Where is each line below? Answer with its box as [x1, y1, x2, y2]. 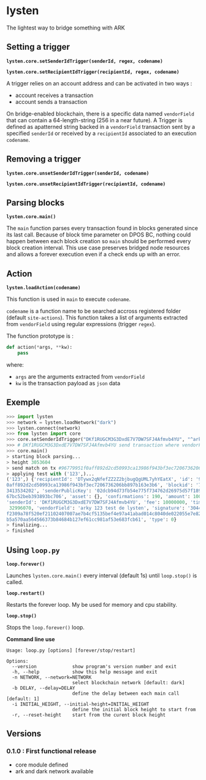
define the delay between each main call [72, 690, 180, 696]
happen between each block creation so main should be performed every [6, 238, 191, 245]
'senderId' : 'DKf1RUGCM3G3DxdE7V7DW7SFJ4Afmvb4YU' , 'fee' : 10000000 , [6, 499, 188, 505]
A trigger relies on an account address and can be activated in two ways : [6, 79, 193, 87]
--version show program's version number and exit [12, 663, 177, 669]
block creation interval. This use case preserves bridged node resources [6, 244, 190, 252]
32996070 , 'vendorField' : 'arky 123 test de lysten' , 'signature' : [9, 505, 185, 511]
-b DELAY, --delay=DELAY [12, 685, 75, 691]
